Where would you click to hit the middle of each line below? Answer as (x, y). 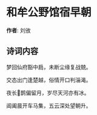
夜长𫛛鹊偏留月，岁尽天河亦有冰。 (48, 93)
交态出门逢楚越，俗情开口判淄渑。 (49, 80)
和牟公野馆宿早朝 (49, 12)
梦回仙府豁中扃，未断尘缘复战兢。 (49, 67)
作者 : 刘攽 (18, 30)
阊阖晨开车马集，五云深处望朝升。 (49, 105)
